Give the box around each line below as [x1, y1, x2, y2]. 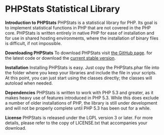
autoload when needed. [5, 80, 53, 86]
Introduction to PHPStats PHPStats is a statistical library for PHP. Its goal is [5, 20, 158, 25]
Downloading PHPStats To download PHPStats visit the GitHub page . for [5, 50, 153, 56]
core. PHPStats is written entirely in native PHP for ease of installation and [5, 30, 154, 36]
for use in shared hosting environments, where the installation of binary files [5, 35, 159, 41]
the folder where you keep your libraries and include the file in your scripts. [5, 69, 157, 75]
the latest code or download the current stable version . [5, 55, 116, 61]
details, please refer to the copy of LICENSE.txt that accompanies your [5, 120, 148, 126]
